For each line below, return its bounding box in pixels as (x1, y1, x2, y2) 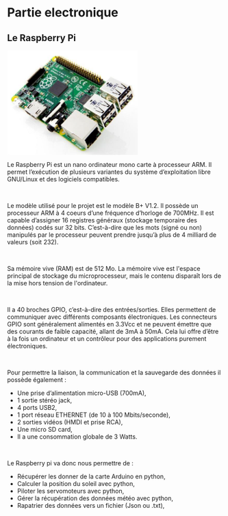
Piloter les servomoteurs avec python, (16, 487, 125, 495)
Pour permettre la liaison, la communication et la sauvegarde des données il (7, 368, 221, 376)
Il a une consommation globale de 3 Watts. (16, 433, 138, 441)
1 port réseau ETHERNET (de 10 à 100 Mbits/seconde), (16, 411, 171, 419)
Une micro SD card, (16, 426, 73, 433)
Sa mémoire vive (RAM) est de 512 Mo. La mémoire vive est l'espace (7, 265, 201, 272)
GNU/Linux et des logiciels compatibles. (7, 175, 120, 183)
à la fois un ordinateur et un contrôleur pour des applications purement (7, 335, 207, 343)
